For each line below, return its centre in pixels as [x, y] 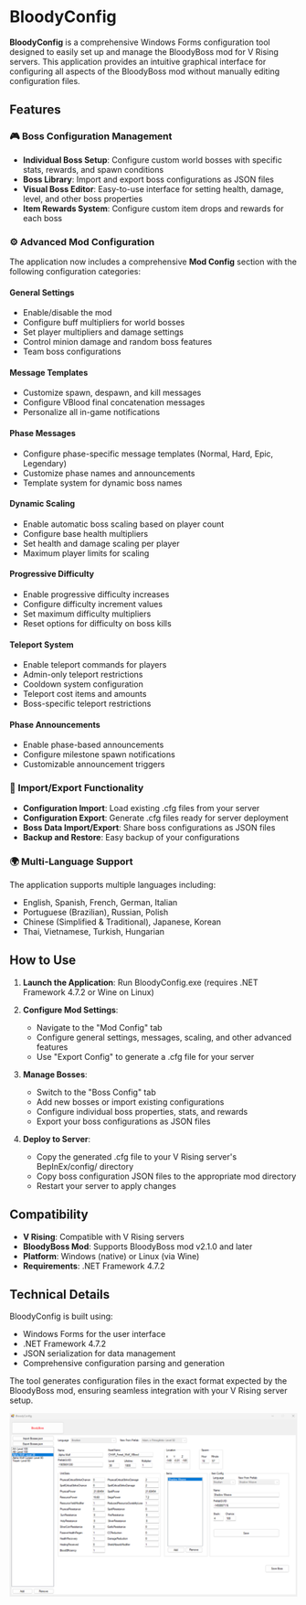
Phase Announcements [55, 724]
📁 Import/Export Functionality [77, 788]
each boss [42, 218]
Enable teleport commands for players [95, 665]
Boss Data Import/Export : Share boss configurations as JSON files [149, 827]
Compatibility [49, 1215]
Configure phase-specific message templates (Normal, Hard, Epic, [148, 454]
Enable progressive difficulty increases [96, 594]
